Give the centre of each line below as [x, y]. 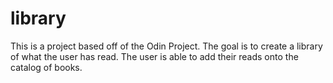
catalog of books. [46, 67]
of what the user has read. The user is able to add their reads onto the [154, 56]
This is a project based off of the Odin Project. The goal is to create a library [166, 46]
